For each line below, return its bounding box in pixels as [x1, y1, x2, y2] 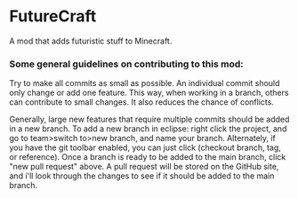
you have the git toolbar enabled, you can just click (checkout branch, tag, [9, 142, 282, 153]
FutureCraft [9, 6, 97, 27]
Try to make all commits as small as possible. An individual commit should [9, 78, 280, 89]
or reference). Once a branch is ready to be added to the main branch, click [9, 152, 286, 162]
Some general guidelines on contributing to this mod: [9, 58, 244, 70]
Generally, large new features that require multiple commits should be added [9, 114, 290, 125]
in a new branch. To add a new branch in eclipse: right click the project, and [9, 123, 287, 134]
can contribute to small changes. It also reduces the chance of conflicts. [9, 97, 274, 107]
